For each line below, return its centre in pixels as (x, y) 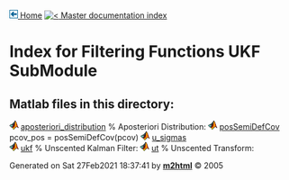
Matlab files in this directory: (92, 104)
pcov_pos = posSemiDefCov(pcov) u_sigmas (98, 137)
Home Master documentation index (93, 15)
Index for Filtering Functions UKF (135, 52)
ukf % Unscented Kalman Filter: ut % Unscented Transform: (137, 148)
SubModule (54, 71)
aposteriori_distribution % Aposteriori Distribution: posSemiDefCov (150, 126)
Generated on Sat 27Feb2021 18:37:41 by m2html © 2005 (116, 166)
